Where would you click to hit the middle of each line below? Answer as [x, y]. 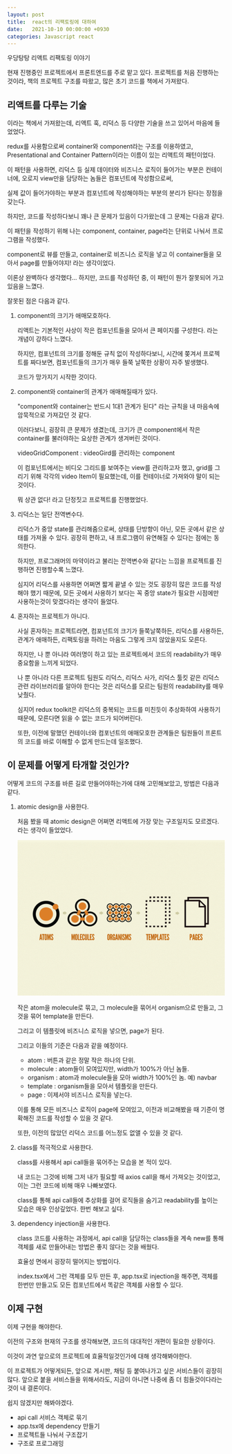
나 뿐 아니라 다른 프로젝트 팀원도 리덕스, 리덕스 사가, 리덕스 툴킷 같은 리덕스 [118, 678]
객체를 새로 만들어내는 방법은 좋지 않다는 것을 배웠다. [88, 1247]
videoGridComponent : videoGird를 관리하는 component [96, 453]
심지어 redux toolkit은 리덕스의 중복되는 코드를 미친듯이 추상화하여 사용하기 [119, 710]
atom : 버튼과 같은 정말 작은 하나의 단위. [81, 1060]
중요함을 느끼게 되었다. [48, 663]
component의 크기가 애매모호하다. [64, 316]
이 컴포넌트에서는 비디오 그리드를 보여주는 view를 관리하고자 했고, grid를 [115, 468]
